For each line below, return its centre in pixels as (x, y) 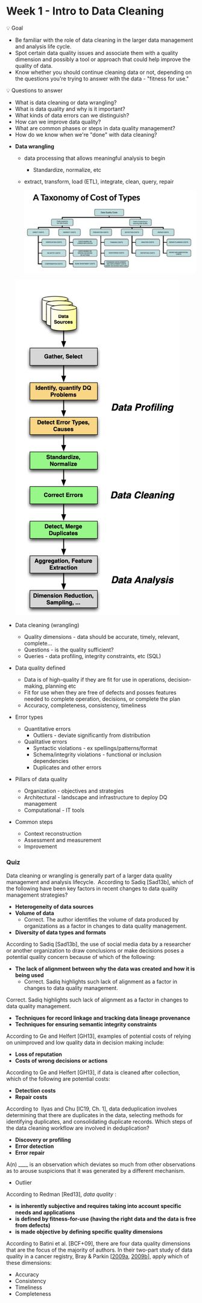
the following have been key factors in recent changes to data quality (92, 888)
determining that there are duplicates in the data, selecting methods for (95, 1115)
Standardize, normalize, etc (67, 170)
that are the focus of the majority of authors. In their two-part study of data (99, 1250)
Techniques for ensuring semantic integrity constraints (86, 1024)
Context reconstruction (53, 834)
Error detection (34, 1146)
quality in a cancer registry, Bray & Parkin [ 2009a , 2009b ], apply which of (98, 1256)
